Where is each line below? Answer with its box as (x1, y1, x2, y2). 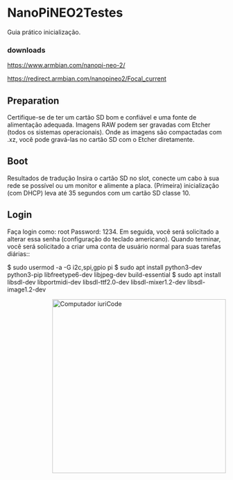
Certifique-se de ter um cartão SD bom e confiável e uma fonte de (7, 113, 197, 122)
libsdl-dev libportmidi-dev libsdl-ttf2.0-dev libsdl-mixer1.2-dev (7, 278, 186, 286)
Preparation (7, 95, 60, 106)
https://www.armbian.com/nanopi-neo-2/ (7, 61, 126, 70)
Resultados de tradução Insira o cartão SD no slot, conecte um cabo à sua (7, 174, 220, 182)
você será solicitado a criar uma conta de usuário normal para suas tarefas (7, 242, 221, 250)
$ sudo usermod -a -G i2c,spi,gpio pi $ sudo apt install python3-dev (7, 263, 202, 271)
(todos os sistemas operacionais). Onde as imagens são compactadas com (7, 128, 222, 136)
